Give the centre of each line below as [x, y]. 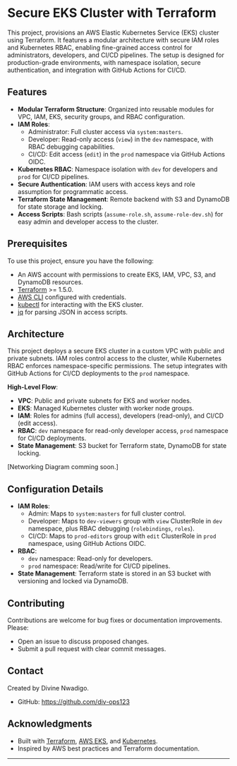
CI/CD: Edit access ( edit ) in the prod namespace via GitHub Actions [127, 154]
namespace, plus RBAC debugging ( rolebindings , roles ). [111, 529]
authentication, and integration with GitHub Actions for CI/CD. [97, 70]
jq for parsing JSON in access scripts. [73, 312]
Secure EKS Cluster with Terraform [112, 13]
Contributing [36, 603]
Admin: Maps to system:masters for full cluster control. [107, 513]
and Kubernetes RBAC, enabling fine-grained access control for [100, 47]
